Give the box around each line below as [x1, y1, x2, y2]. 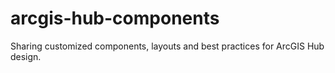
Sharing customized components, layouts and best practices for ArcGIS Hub [10, 40, 325, 52]
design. [10, 50, 42, 62]
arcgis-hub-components [10, 7, 220, 30]
